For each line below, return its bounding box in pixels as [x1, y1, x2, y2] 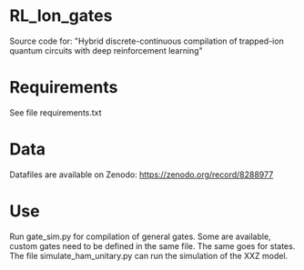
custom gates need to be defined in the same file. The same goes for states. [9, 240, 296, 251]
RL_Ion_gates [9, 5, 113, 26]
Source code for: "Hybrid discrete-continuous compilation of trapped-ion [9, 35, 284, 46]
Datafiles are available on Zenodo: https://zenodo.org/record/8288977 [9, 169, 274, 180]
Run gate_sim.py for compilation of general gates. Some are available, [9, 231, 271, 242]
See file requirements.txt [9, 106, 102, 118]
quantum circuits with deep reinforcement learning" [9, 45, 203, 55]
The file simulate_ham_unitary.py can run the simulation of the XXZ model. [9, 250, 289, 261]
